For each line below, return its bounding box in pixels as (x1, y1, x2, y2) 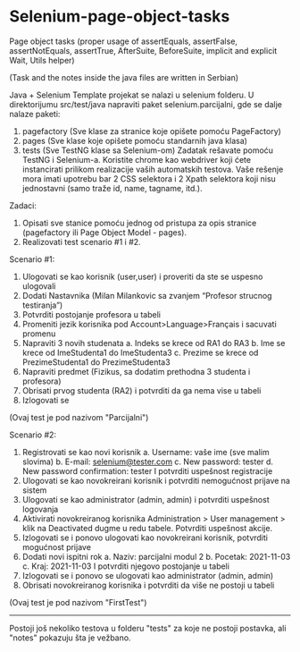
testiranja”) (21, 300, 63, 310)
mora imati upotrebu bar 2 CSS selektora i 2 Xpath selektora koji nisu (21, 173, 277, 184)
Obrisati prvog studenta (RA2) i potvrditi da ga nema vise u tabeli (21, 385, 262, 395)
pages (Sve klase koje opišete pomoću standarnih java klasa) (21, 135, 248, 146)
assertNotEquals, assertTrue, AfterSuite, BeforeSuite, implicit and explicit (9, 45, 278, 55)
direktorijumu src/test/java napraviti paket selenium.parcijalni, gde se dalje (9, 98, 283, 109)
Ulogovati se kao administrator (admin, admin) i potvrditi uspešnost (21, 494, 270, 504)
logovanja (21, 504, 59, 514)
